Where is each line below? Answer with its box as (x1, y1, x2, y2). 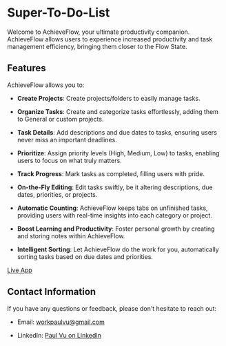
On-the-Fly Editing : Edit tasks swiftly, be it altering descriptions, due (17, 183, 213, 191)
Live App (7, 266, 32, 274)
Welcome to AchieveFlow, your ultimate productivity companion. (7, 28, 190, 36)
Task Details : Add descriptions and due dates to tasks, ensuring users (17, 128, 217, 136)
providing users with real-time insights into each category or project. (17, 211, 212, 219)
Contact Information (7, 286, 96, 298)
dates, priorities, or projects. (17, 190, 98, 198)
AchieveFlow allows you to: (7, 81, 85, 89)
